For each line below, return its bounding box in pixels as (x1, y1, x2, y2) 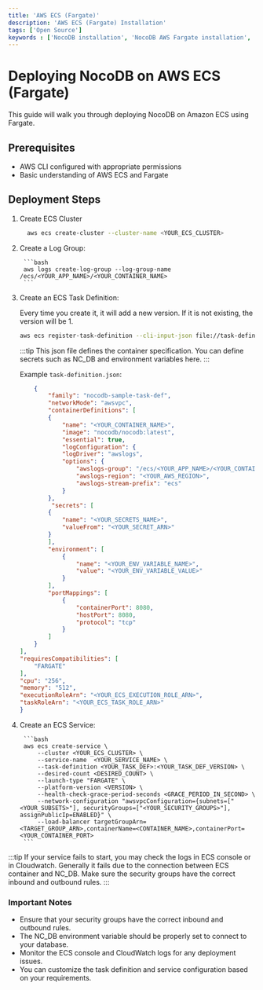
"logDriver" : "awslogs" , (61, 450, 144, 458)
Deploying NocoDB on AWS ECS (8, 68, 221, 85)
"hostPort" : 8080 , (75, 610, 137, 619)
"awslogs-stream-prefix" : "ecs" (75, 479, 182, 487)
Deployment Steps (8, 193, 100, 207)
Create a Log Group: (19, 243, 86, 252)
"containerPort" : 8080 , (75, 603, 154, 611)
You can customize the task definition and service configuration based (19, 965, 249, 974)
